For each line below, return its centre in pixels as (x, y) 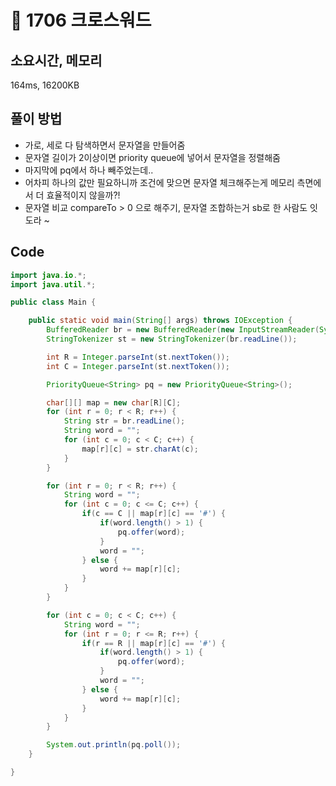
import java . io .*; (48, 275)
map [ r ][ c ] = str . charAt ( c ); (140, 449)
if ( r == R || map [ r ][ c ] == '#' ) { (153, 643)
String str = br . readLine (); (124, 421)
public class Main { (53, 302)
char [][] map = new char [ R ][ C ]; (114, 402)
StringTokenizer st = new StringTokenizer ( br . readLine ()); (172, 339)
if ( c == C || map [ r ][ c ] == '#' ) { (153, 514)
